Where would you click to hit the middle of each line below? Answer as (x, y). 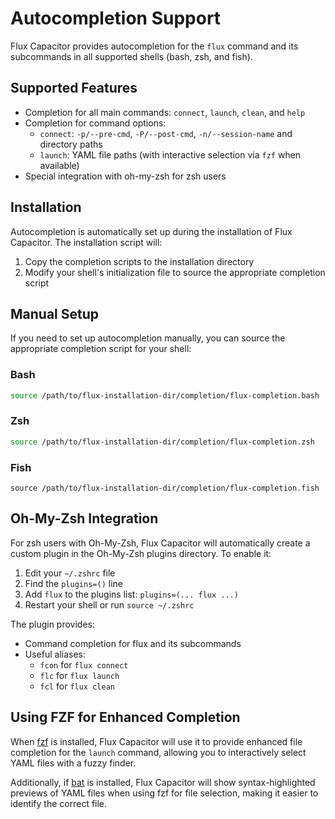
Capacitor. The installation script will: (86, 242)
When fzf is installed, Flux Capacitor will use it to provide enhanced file (156, 741)
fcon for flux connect (84, 664)
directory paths (71, 144)
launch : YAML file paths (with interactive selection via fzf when (170, 154)
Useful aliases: (55, 654)
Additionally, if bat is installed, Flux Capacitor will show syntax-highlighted (163, 782)
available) (59, 165)
